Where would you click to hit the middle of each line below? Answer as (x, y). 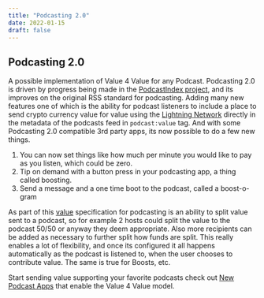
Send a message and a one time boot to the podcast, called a (119, 188)
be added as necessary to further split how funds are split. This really (121, 237)
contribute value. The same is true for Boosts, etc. (89, 263)
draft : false (30, 30)
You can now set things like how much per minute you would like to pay (136, 155)
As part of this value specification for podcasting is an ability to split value (128, 212)
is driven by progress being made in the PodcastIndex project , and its (121, 89)
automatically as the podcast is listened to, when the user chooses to (121, 254)
